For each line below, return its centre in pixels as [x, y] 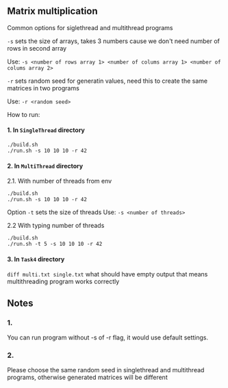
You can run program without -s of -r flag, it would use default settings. [108, 337]
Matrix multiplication [52, 11]
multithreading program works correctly [63, 282]
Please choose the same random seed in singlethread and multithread [106, 370]
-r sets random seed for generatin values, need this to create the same [107, 81]
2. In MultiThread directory [45, 166]
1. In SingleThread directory [46, 130]
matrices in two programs [43, 88]
